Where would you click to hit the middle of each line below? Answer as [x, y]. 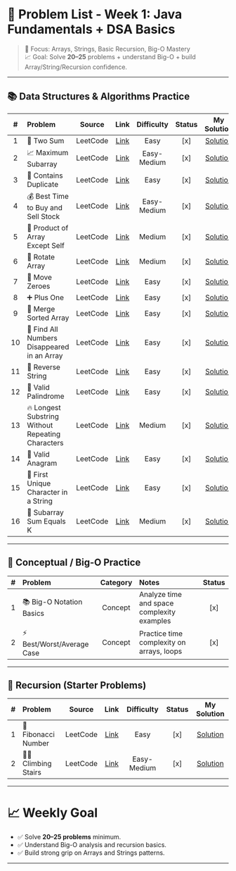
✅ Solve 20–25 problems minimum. [69, 837]
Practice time [161, 634]
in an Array [45, 355]
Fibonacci [38, 734]
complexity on [163, 643]
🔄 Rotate [41, 257]
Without [40, 425]
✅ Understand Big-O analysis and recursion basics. [92, 845]
